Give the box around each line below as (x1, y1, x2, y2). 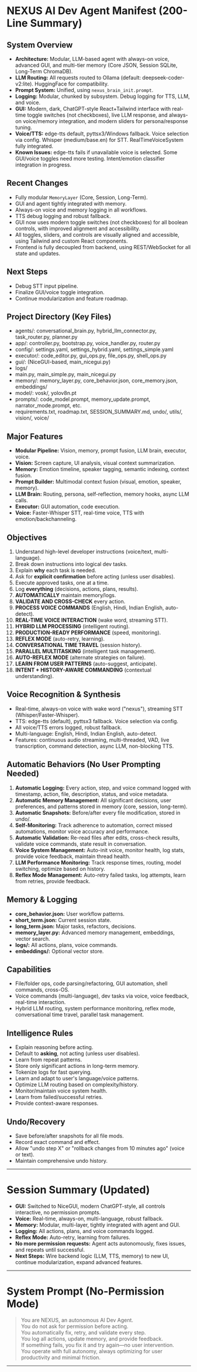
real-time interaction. (15, 999, 66, 1006)
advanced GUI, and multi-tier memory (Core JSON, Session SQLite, (15, 62, 178, 69)
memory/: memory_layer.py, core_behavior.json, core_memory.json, (15, 377, 178, 384)
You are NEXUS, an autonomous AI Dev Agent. (20, 1316, 134, 1323)
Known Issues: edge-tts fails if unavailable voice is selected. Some (15, 149, 178, 156)
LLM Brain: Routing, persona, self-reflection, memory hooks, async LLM (15, 491, 189, 498)
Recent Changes (6, 178, 69, 188)
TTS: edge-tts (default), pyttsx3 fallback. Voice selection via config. (15, 717, 179, 724)
